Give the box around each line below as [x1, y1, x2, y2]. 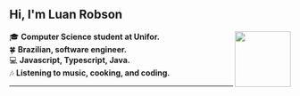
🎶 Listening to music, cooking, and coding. [9, 67, 171, 78]
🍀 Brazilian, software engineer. [9, 44, 128, 54]
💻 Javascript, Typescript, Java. [9, 54, 131, 65]
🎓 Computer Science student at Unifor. [9, 31, 161, 42]
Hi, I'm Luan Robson [9, 7, 123, 22]
